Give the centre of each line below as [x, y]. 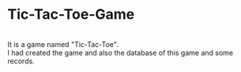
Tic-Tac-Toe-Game [71, 14]
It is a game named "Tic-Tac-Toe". [63, 44]
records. [21, 61]
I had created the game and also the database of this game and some [120, 52]
